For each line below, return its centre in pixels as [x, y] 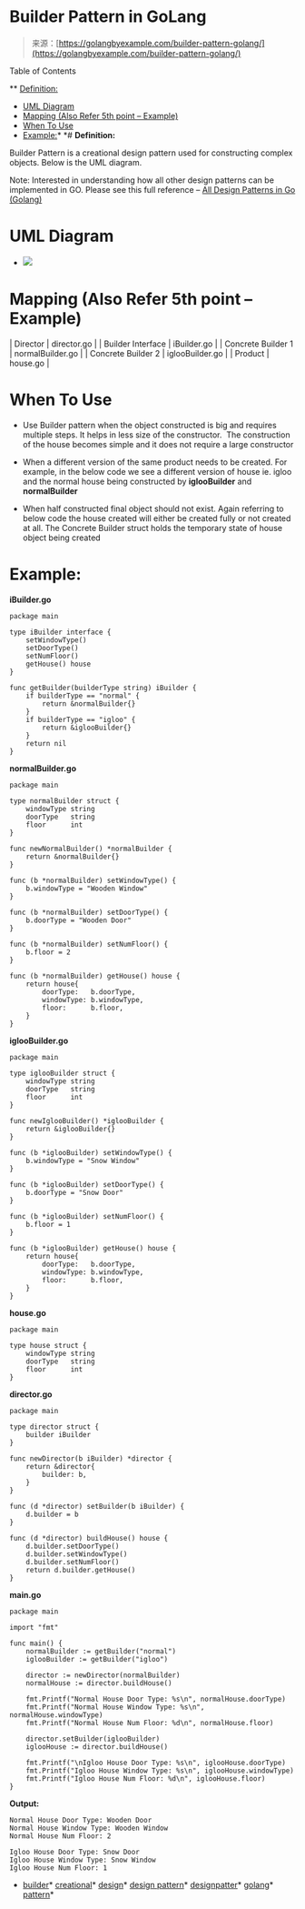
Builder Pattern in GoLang [108, 17]
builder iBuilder [59, 1434]
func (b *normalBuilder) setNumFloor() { [89, 944]
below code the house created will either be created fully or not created [157, 518]
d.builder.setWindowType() [77, 1554]
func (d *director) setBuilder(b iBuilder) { [97, 1506]
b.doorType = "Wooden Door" [79, 920]
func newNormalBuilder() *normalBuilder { [91, 849]
